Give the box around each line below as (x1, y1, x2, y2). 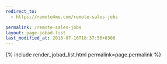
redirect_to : (5, 8, 37, 15)
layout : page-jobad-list (5, 30, 66, 35)
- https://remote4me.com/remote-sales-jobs (11, 14, 118, 20)
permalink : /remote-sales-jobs (5, 24, 82, 30)
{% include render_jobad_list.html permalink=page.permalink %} (5, 51, 162, 58)
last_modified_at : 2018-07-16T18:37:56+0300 (5, 35, 116, 41)
